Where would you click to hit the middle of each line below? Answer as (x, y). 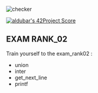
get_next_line (31, 78)
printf (21, 84)
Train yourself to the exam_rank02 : (49, 53)
